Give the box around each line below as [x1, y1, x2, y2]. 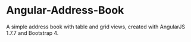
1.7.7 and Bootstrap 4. [6, 29, 59, 36]
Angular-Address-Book [6, 4, 124, 17]
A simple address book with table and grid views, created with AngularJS [6, 23, 186, 30]
